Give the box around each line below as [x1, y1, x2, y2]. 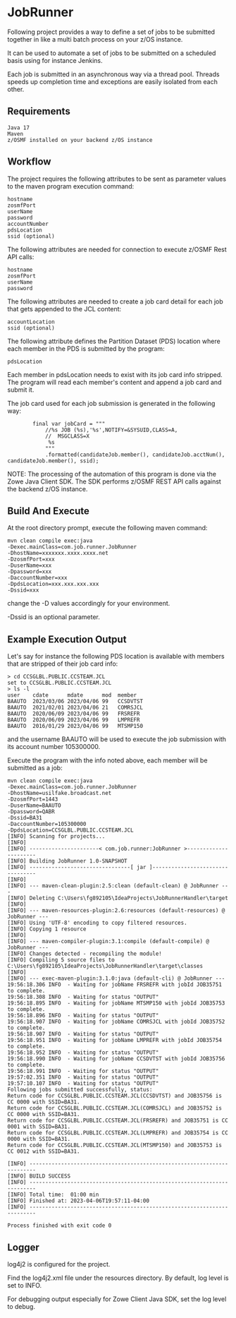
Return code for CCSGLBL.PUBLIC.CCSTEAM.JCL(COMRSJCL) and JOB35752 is [7, 1105, 222, 1112]
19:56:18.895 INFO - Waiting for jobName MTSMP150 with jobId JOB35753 [7, 1000, 225, 1007]
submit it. [7, 385, 35, 394]
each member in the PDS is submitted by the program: [7, 344, 165, 353]
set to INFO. [7, 1281, 42, 1289]
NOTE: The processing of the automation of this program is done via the [7, 469, 217, 478]
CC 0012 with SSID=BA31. [7, 1148, 80, 1155]
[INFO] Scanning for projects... [7, 833, 106, 840]
